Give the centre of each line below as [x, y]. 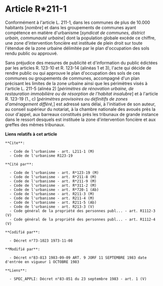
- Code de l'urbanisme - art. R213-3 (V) [52, 207]
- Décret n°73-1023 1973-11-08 [41, 241]
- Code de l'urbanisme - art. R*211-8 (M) [53, 177]
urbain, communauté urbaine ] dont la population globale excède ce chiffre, [81, 38]
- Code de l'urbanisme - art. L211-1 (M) [52, 151]
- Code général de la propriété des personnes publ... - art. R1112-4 [82, 219]
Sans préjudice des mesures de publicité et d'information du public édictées [81, 63]
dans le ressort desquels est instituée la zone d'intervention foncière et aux [81, 119]
